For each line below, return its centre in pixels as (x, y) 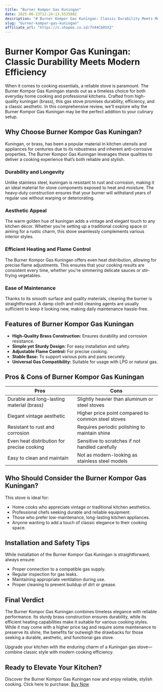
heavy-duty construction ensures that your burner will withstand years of (78, 193)
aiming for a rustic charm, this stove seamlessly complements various (75, 231)
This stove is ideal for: (27, 497)
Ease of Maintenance (30, 288)
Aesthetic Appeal (26, 211)
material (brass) (25, 405)
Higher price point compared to (113, 413)
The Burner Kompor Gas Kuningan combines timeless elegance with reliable (81, 612)
